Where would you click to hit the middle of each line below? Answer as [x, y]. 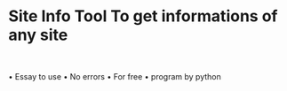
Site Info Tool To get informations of [143, 16]
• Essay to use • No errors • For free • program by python [115, 76]
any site [38, 35]
